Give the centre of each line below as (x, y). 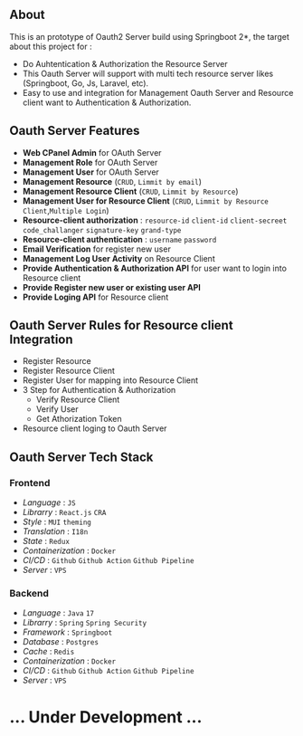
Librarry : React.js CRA (64, 512)
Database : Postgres (61, 642)
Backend (29, 594)
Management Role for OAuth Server (90, 162)
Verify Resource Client (78, 400)
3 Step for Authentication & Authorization (99, 390)
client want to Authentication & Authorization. (107, 102)
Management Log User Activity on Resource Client (118, 258)
